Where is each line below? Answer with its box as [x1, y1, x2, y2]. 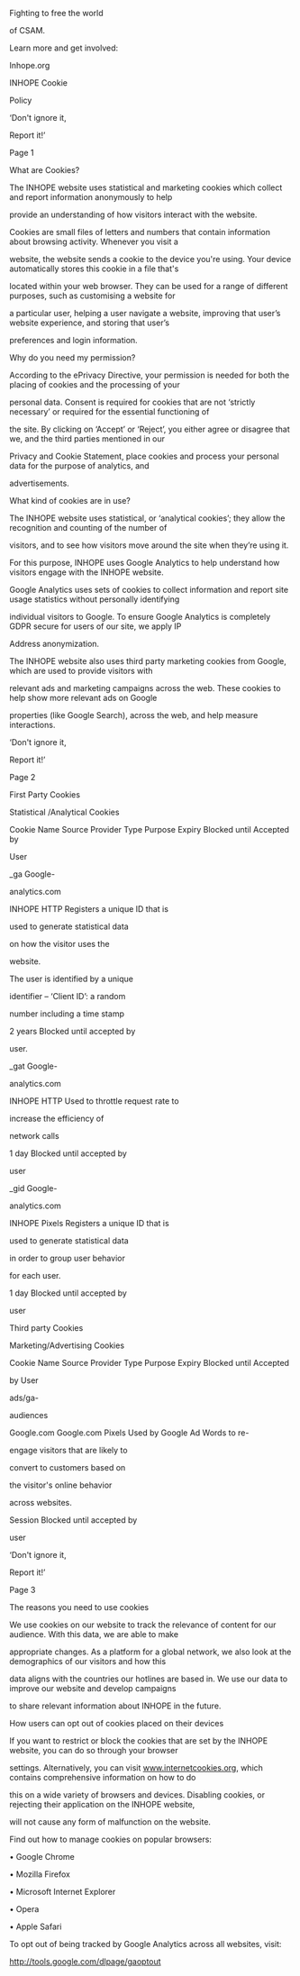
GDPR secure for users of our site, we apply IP [9, 621, 182, 632]
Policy [9, 95, 32, 105]
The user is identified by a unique [9, 973, 133, 984]
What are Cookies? [9, 165, 80, 175]
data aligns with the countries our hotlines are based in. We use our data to [9, 1673, 288, 1684]
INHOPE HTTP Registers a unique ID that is [9, 904, 169, 914]
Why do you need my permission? [9, 352, 136, 363]
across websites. [9, 1498, 72, 1507]
